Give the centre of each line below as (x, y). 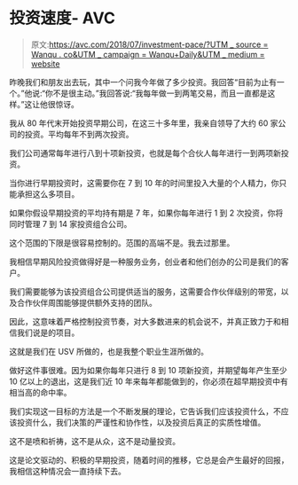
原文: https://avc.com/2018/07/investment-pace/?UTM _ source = (149, 44)
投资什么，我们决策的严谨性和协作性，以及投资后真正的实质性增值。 (141, 422)
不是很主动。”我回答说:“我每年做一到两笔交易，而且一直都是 (160, 93)
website (45, 64)
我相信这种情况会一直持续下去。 (67, 471)
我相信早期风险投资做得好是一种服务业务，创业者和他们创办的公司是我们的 (145, 262)
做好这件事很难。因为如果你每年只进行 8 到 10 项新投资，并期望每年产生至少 (148, 370)
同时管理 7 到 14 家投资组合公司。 (71, 223)
